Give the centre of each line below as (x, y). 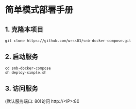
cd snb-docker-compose (28, 68)
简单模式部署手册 (39, 10)
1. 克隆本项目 (24, 29)
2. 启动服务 (22, 57)
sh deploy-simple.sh (26, 72)
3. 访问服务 (22, 88)
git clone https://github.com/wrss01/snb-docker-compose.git (68, 41)
